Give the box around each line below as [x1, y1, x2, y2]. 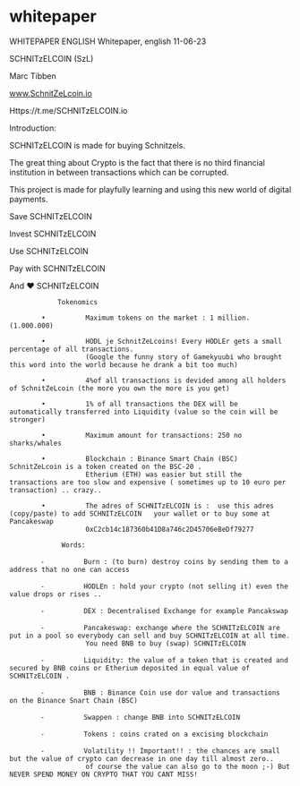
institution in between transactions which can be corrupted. [9, 167, 229, 177]
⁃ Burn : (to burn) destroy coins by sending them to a [41, 557, 288, 566]
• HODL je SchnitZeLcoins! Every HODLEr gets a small [41, 337, 282, 346]
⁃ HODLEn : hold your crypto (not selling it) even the [41, 582, 288, 591]
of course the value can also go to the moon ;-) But [85, 762, 291, 771]
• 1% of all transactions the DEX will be [41, 399, 239, 408]
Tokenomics [56, 297, 99, 306]
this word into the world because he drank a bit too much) [9, 360, 239, 369]
